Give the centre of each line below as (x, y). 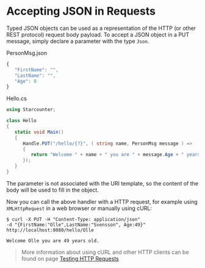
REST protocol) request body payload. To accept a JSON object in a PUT (98, 34)
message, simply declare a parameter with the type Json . (78, 41)
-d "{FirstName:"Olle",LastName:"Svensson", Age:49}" (76, 225)
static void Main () (39, 132)
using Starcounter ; (31, 110)
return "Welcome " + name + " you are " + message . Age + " (107, 155)
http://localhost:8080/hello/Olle (50, 230)
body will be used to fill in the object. (52, 190)
